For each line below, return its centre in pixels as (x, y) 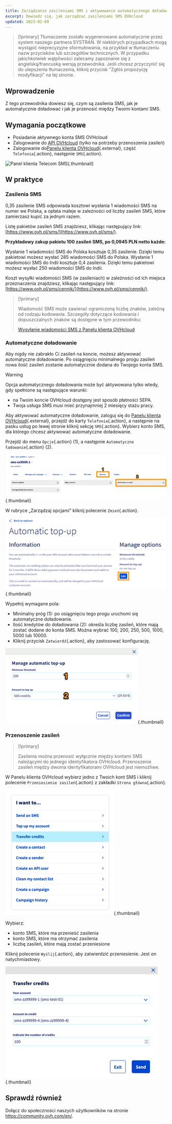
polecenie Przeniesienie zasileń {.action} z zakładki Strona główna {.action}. (86, 783)
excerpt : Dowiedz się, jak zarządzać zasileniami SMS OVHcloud (74, 16)
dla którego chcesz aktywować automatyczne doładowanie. (69, 432)
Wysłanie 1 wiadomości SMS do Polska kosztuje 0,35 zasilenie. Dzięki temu (85, 252)
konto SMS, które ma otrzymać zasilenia (55, 938)
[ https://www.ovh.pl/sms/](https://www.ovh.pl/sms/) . (61, 232)
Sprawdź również (34, 1098)
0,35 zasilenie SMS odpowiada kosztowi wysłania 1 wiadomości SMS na (81, 206)
